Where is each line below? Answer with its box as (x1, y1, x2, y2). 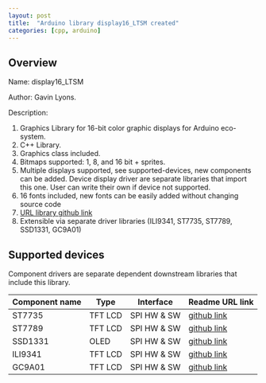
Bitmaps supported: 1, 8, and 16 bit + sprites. (19, 157, 166, 167)
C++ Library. (19, 140, 62, 150)
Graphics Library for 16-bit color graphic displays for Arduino (19, 123, 220, 133)
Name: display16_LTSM (8, 77, 84, 87)
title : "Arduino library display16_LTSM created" (8, 19, 179, 27)
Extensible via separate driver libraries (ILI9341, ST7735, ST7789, (19, 217, 233, 226)
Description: (8, 108, 48, 118)
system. (19, 132, 46, 142)
